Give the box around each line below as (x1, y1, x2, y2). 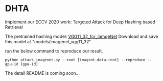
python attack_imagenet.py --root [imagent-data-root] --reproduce (5, 57, 146, 62)
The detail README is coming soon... (5, 70, 80, 76)
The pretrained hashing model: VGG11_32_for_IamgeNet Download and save (5, 33, 158, 39)
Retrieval (5, 24, 23, 30)
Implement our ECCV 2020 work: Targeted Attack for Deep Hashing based (5, 19, 156, 25)
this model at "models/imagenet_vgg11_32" (5, 38, 92, 44)
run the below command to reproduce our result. (5, 48, 103, 54)
